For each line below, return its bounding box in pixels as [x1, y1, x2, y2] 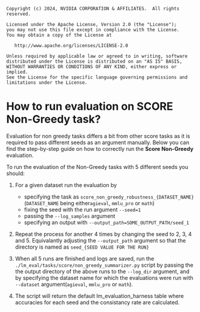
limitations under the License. [6, 80, 88, 86]
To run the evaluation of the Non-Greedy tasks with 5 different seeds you [6, 163, 189, 170]
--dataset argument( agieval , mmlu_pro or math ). [15, 281, 134, 288]
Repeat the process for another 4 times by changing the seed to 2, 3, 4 [15, 230, 192, 238]
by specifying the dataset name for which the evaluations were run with [15, 274, 193, 281]
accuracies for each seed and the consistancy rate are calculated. [15, 299, 180, 306]
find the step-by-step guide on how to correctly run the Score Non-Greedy [6, 145, 194, 152]
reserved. [6, 11, 31, 17]
